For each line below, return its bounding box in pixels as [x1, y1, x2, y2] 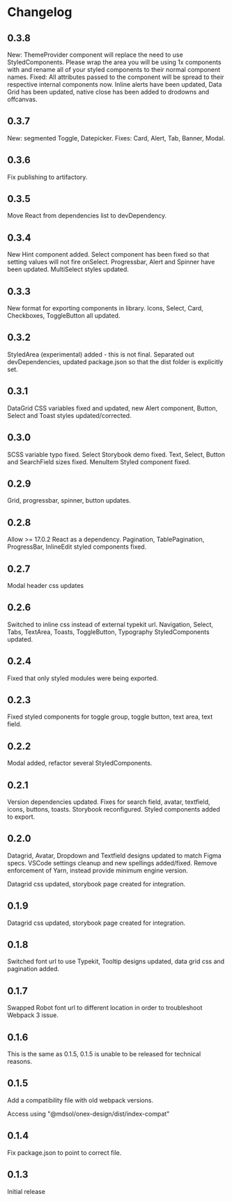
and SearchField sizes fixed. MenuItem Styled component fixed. [7, 457, 191, 466]
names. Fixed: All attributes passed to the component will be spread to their [7, 73, 224, 81]
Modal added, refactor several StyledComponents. [7, 759, 153, 768]
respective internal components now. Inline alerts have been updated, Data [7, 80, 222, 88]
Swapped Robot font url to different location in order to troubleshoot [7, 1004, 203, 1012]
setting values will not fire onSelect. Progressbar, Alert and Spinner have [7, 258, 215, 266]
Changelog [7, 4, 72, 20]
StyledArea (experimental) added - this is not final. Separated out [7, 350, 195, 359]
